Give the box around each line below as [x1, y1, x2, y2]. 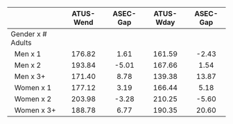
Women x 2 [14, 94, 52, 103]
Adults [10, 38, 32, 47]
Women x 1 [14, 83, 52, 92]
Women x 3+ [14, 105, 57, 115]
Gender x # [10, 29, 47, 39]
